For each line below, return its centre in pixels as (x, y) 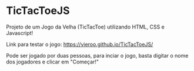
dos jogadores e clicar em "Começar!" (52, 62)
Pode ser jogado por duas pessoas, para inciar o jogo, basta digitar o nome (97, 55)
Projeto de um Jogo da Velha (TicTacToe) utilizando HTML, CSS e (85, 27)
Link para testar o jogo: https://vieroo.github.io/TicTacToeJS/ (80, 44)
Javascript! (20, 33)
